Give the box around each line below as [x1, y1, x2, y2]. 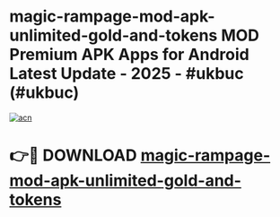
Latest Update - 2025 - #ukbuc [9, 64, 244, 84]
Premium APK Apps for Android [9, 45, 249, 65]
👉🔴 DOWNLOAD [9, 145, 137, 166]
